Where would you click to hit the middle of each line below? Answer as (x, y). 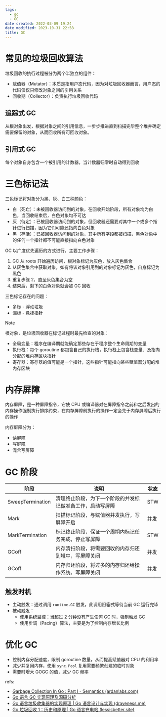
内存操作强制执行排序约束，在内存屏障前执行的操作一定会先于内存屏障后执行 (83, 411)
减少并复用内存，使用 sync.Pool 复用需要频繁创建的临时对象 (73, 666)
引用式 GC (21, 149)
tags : (11, 10)
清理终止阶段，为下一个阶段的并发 (95, 499)
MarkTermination (27, 535)
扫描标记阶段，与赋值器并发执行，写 (98, 515)
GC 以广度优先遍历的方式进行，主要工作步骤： (52, 251)
